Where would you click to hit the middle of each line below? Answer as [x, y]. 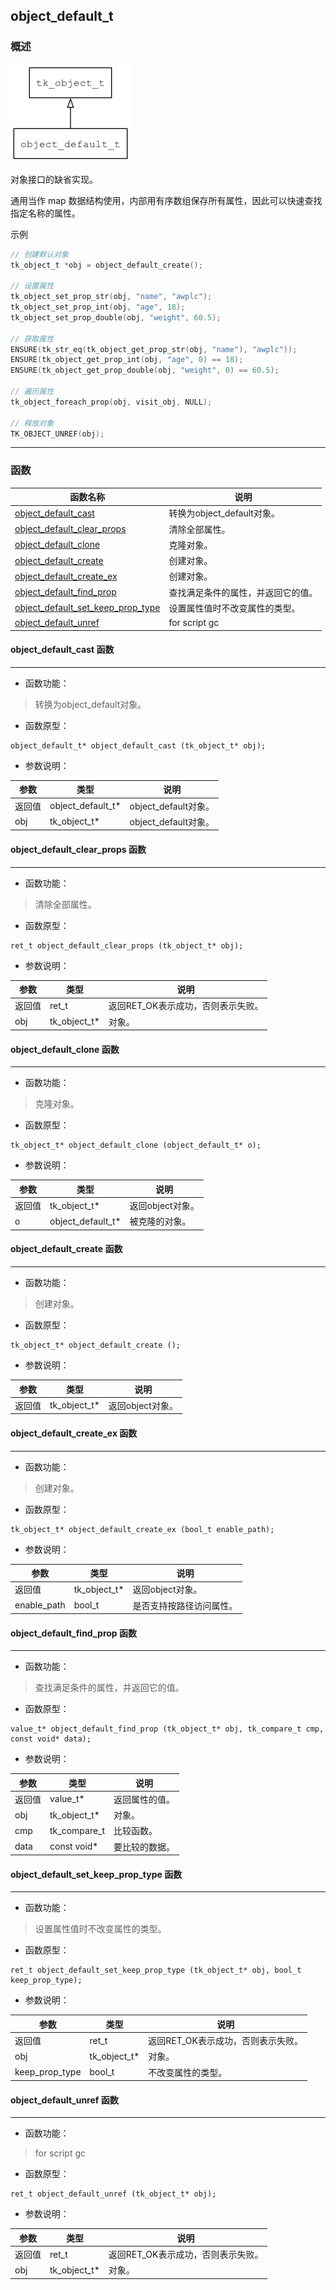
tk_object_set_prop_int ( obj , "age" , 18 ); [98, 307]
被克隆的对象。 [160, 1221]
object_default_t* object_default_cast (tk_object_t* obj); [138, 745]
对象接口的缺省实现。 [54, 179]
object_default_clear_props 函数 [78, 850]
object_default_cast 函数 [62, 650]
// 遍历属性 [32, 392]
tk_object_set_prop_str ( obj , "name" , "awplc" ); [111, 297]
